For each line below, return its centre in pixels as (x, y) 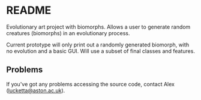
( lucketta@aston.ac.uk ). (36, 90)
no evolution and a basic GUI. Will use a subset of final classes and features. (100, 51)
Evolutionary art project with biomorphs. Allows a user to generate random (98, 27)
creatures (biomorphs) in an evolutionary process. (68, 33)
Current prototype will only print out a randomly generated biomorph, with (98, 45)
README (29, 10)
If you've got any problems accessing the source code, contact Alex (91, 84)
